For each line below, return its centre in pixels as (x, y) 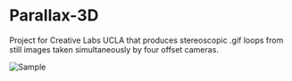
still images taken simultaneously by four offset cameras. (114, 49)
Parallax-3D (54, 16)
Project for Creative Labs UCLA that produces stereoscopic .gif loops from (146, 40)
